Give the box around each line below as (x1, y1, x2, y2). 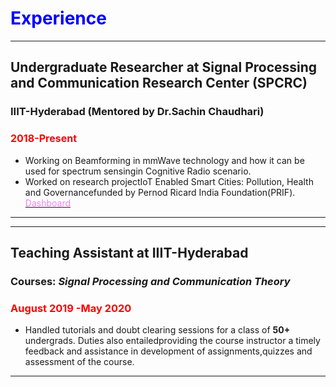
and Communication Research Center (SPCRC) (10, 75, 308, 92)
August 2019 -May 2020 (10, 301, 132, 315)
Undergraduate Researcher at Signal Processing (10, 59, 318, 76)
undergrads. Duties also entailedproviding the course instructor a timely (24, 335, 321, 347)
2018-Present (10, 132, 77, 146)
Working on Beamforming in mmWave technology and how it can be (24, 154, 305, 166)
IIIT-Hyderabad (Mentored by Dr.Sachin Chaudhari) (10, 105, 265, 119)
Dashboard (24, 197, 72, 209)
